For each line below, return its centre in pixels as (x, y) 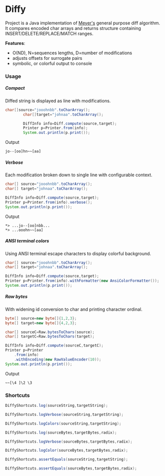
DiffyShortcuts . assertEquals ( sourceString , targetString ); (67, 460)
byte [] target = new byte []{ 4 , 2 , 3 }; (41, 323)
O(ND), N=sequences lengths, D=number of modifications (72, 53)
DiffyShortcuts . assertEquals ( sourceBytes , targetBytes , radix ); (71, 469)
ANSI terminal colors (27, 241)
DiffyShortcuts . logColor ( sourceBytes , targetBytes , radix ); (67, 451)
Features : (15, 43)
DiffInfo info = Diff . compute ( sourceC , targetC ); (54, 346)
